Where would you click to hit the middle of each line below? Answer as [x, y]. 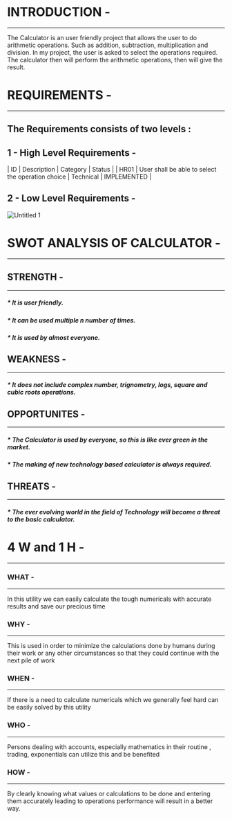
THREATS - [32, 486]
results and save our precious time [56, 606]
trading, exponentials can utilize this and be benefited [84, 754]
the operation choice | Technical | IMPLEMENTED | [79, 177]
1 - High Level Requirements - [72, 153]
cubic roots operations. [41, 393]
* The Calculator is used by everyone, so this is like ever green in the [108, 440]
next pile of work [31, 660]
